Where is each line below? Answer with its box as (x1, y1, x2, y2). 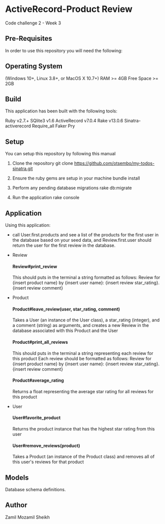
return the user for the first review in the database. (12, 242, 115, 248)
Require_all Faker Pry (32, 123, 75, 129)
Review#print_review (12, 263, 57, 269)
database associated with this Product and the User (12, 327, 118, 334)
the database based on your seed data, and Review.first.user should (12, 237, 152, 243)
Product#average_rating (12, 377, 64, 384)
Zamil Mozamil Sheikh (5, 514, 50, 520)
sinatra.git (12, 166, 33, 172)
